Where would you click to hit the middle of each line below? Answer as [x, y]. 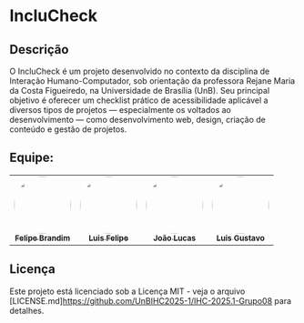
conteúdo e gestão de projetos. [68, 129]
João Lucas [175, 238]
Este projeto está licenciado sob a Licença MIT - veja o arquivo [127, 291]
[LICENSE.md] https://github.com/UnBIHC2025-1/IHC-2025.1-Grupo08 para [151, 300]
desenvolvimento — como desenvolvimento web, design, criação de [137, 120]
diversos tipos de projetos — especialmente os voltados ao [121, 110]
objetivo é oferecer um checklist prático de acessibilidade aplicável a [139, 100]
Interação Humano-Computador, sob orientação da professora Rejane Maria [152, 81]
